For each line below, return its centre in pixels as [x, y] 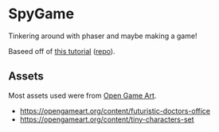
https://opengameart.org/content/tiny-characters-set [107, 119]
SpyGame [41, 14]
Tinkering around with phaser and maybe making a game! [103, 36]
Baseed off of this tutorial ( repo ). [62, 51]
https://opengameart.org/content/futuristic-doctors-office [115, 111]
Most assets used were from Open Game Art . [82, 95]
